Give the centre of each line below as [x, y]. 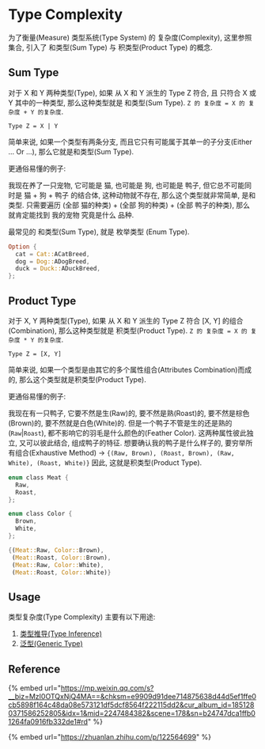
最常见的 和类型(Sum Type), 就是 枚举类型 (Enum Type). [99, 232]
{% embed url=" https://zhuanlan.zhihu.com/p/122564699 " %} [110, 737]
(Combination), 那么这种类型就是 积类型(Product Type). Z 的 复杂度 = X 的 [128, 331]
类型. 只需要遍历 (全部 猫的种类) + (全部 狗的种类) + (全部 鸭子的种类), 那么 [129, 205]
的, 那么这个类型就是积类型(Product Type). [77, 379]
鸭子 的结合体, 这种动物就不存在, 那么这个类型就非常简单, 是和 [155, 195]
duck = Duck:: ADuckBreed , [58, 269]
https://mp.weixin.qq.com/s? [107, 688]
